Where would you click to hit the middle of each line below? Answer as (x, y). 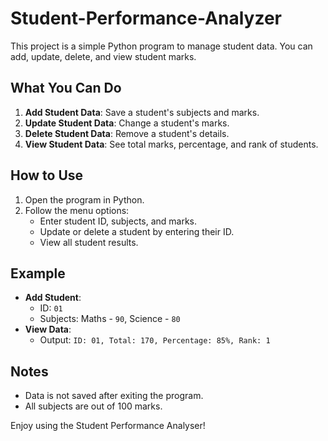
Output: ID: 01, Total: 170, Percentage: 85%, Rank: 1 (155, 340)
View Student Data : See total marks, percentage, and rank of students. (171, 144)
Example (38, 273)
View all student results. (89, 242)
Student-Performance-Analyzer (146, 18)
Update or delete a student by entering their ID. (137, 231)
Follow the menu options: (77, 210)
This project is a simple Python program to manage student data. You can (161, 46)
